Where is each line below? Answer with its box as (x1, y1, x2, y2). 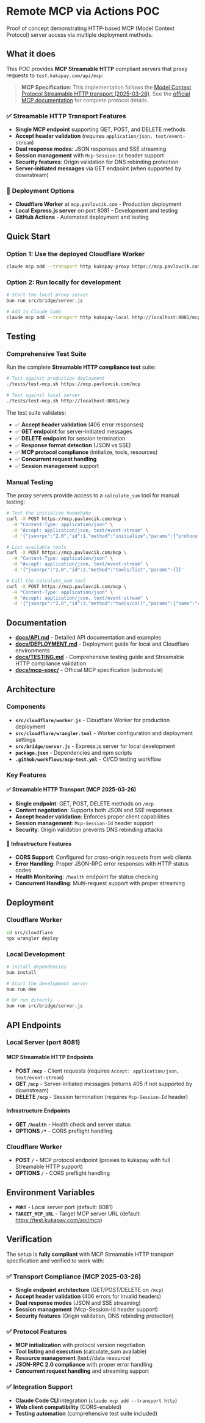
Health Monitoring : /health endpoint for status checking (15, 873, 159, 880)
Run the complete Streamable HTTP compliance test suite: (6, 363, 156, 371)
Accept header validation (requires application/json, (15, 132, 153, 140)
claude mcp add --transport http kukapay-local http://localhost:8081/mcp (6, 314, 201, 320)
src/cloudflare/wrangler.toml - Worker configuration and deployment (15, 729, 193, 736)
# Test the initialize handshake (6, 510, 92, 516)
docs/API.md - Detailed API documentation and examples (15, 634, 162, 641)
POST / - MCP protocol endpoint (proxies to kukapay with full (15, 1157, 171, 1164)
